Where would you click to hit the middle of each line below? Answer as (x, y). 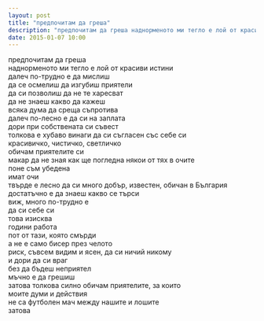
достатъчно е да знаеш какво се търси (74, 194)
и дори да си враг (38, 260)
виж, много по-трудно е (48, 202)
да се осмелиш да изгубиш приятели (71, 85)
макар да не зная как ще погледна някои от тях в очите (101, 160)
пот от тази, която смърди (52, 235)
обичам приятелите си (46, 152)
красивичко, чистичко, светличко (65, 143)
